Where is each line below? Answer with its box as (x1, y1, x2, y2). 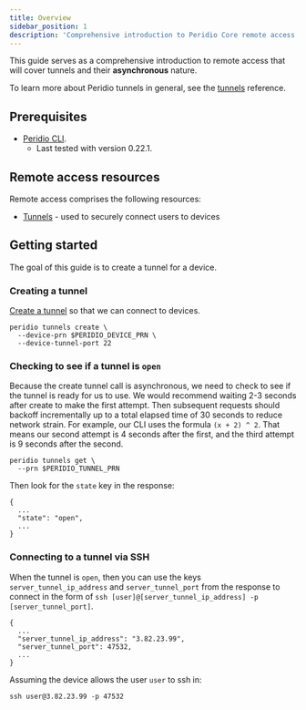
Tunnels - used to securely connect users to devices (22, 211, 220, 221)
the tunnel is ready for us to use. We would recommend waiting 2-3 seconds (9, 390, 297, 401)
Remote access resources (9, 170, 160, 185)
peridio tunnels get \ (9, 457, 96, 466)
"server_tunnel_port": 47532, (17, 642, 132, 652)
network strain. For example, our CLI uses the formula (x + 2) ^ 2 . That (9, 419, 280, 430)
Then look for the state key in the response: (9, 480, 175, 491)
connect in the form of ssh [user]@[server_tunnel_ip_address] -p (9, 591, 259, 602)
